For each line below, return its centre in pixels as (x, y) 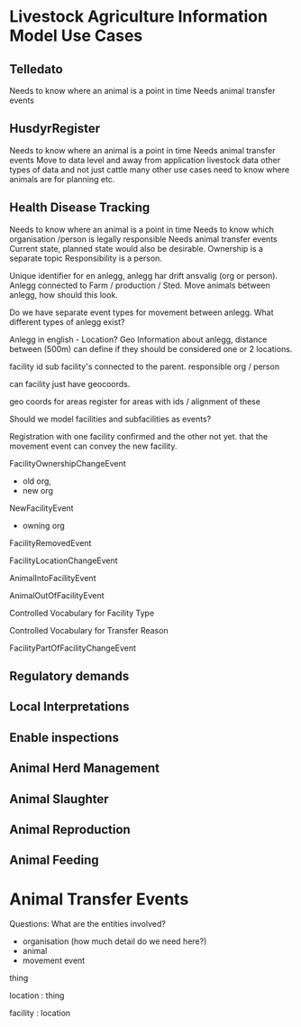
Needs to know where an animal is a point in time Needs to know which (142, 229)
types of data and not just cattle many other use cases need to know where (150, 170)
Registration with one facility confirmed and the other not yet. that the (139, 436)
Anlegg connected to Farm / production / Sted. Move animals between (140, 285)
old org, (37, 481)
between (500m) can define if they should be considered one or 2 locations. (151, 348)
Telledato (36, 69)
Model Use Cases (76, 36)
